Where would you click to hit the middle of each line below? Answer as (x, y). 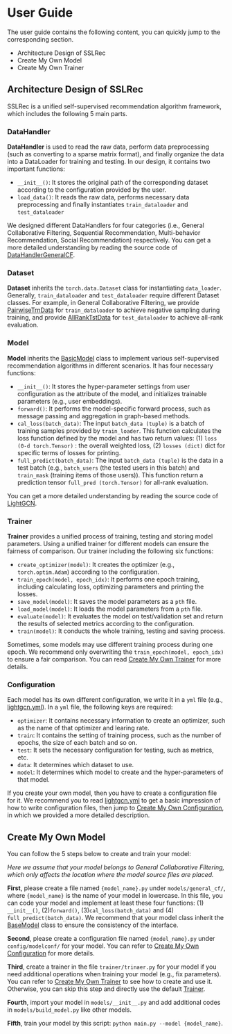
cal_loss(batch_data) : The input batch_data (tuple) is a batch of (111, 423)
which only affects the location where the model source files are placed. (110, 875)
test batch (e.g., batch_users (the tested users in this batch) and (108, 468)
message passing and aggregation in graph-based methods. (104, 416)
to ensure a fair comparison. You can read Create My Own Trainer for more (114, 659)
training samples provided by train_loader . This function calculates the (119, 430)
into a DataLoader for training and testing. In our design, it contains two (109, 162)
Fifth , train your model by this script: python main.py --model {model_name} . (115, 1024)
